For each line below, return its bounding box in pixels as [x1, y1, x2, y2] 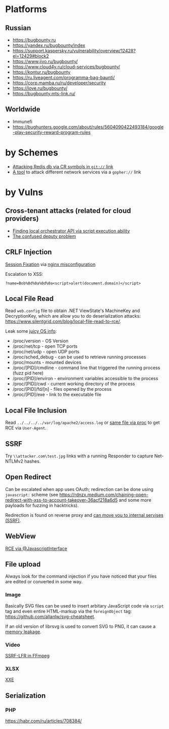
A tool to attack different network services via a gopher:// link [12, 169, 141, 175]
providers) [5, 214, 39, 223]
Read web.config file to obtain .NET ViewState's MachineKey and [5, 308, 140, 314]
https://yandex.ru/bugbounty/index [12, 42, 86, 48]
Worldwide [5, 105, 40, 114]
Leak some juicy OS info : [5, 328, 57, 334]
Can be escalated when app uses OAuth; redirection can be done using [5, 486, 154, 492]
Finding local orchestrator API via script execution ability [12, 228, 130, 234]
